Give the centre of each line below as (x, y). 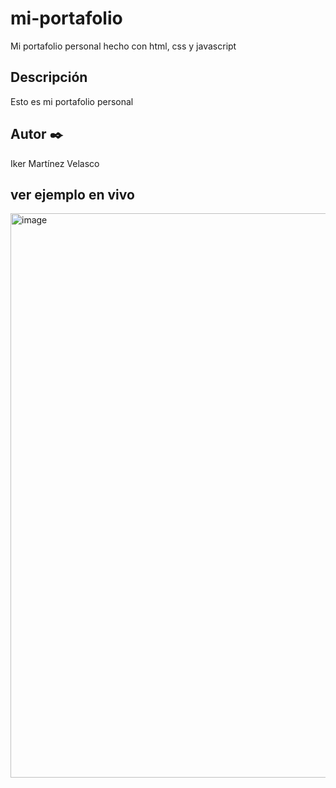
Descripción (49, 77)
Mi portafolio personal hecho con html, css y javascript (123, 46)
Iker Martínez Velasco (55, 163)
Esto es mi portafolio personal (72, 101)
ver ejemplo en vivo (72, 194)
